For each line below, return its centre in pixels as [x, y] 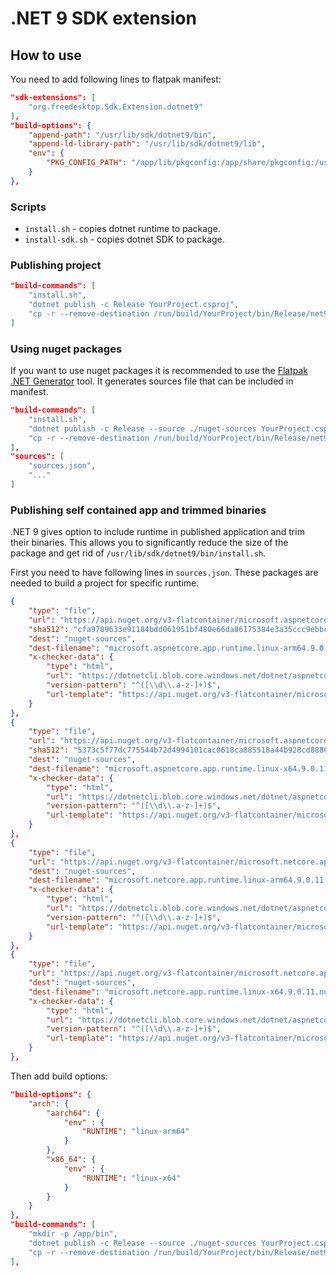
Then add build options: [59, 1076]
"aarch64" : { [73, 1113]
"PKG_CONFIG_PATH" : [87, 163]
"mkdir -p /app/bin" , [73, 1234]
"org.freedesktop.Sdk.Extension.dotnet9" [115, 107]
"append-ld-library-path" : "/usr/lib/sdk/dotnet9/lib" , [147, 144]
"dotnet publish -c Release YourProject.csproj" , [134, 305]
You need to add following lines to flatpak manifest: [116, 79]
